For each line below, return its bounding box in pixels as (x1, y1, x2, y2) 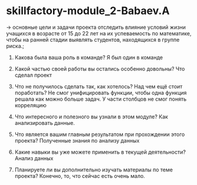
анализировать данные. (14, 119, 75, 126)
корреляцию (14, 101, 47, 108)
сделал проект (14, 71, 52, 78)
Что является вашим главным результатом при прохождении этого (14, 131, 185, 138)
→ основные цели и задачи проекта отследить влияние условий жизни (6, 24, 186, 31)
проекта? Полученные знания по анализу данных (14, 137, 140, 144)
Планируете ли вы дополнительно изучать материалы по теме (14, 166, 173, 173)
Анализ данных (14, 154, 54, 161)
